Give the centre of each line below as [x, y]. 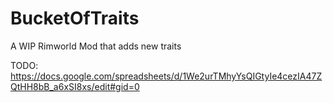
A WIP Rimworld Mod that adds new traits [96, 46]
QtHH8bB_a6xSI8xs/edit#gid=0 [75, 86]
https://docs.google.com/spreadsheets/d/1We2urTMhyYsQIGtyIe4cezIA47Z [166, 76]
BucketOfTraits [75, 18]
